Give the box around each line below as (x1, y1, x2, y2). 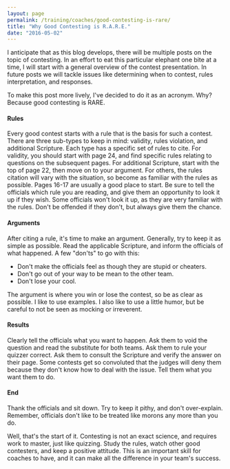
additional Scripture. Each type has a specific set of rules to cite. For (7, 144, 201, 153)
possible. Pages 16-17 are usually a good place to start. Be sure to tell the (7, 181, 215, 189)
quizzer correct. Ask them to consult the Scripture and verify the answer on (7, 350, 222, 359)
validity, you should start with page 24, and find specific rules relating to (7, 151, 212, 160)
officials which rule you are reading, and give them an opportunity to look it (7, 188, 220, 197)
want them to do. (7, 372, 56, 381)
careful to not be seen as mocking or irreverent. (7, 305, 143, 313)
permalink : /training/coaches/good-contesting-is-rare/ (7, 17, 171, 23)
